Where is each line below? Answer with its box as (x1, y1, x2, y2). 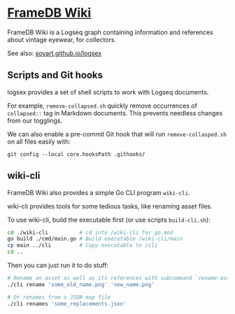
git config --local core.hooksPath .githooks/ (7, 150, 145, 158)
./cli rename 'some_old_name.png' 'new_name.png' (7, 281, 155, 288)
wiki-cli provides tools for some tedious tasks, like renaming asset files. (7, 201, 213, 210)
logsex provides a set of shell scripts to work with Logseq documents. (7, 87, 209, 96)
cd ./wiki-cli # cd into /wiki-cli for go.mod (7, 229, 173, 236)
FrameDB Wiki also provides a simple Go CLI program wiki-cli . (7, 188, 190, 197)
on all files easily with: (7, 137, 71, 145)
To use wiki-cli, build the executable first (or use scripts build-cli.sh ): (7, 215, 211, 224)
